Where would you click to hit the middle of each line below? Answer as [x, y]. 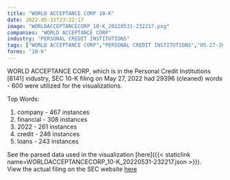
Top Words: [23, 99]
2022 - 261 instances [47, 127]
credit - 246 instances [48, 133]
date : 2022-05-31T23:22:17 [46, 20]
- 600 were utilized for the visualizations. [65, 86]
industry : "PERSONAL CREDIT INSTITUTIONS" [68, 39]
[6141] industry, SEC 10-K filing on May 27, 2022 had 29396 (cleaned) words [115, 78]
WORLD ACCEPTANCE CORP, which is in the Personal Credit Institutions [109, 71]
